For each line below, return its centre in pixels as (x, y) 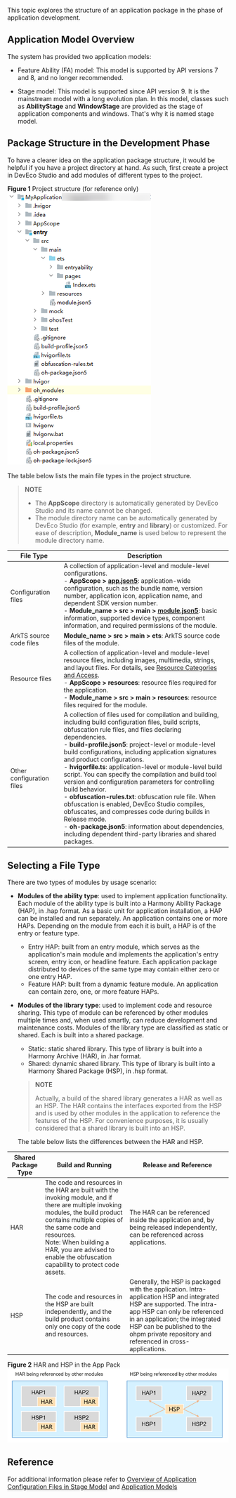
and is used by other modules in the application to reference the (127, 1113)
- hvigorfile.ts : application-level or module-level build (143, 767)
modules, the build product (84, 1213)
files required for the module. (105, 704)
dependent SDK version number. (111, 603)
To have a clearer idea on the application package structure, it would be (111, 160)
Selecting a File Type (54, 866)
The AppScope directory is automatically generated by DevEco (127, 503)
